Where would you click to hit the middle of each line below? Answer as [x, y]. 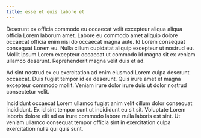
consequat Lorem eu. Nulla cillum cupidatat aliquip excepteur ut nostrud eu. [100, 48]
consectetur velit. [28, 91]
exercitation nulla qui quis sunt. [45, 128]
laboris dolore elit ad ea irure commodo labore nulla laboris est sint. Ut [93, 116]
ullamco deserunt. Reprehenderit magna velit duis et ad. [76, 61]
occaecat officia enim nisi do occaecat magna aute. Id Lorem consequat [96, 41]
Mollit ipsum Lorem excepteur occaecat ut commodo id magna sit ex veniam [101, 54]
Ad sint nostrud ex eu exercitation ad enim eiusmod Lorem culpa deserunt [98, 72]
